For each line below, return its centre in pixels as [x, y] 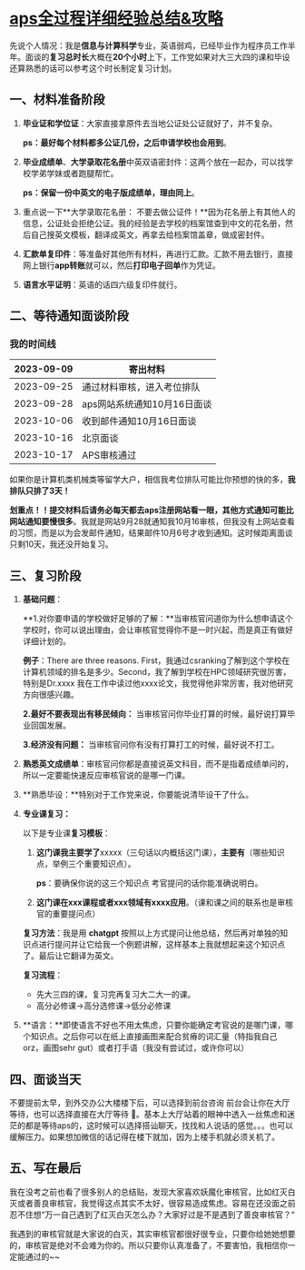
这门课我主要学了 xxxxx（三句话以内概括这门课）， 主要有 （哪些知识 [160, 853]
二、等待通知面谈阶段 [69, 316]
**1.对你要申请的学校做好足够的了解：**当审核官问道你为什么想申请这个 [157, 619]
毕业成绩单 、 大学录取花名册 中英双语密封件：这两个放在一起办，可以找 [154, 162]
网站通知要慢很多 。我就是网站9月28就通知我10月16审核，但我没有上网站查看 [152, 521]
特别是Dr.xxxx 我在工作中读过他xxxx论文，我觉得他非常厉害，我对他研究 [157, 683]
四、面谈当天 [45, 1079]
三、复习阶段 [45, 575]
